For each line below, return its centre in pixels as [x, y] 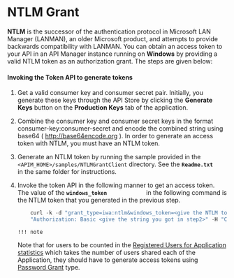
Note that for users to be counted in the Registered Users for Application [122, 244]
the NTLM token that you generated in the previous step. [99, 200]
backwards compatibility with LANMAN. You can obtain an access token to [115, 46]
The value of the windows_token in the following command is [122, 193]
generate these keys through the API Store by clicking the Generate [115, 100]
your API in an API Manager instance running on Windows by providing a [112, 54]
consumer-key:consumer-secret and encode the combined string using [120, 129]
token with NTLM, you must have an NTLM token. [89, 143]
